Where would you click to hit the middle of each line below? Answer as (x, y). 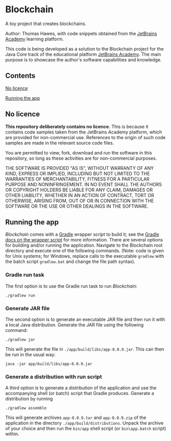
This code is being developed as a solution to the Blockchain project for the (85, 49)
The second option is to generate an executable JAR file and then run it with (85, 319)
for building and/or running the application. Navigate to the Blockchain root (84, 245)
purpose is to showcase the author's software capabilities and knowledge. (83, 59)
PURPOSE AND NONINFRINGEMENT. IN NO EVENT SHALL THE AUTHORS (84, 184)
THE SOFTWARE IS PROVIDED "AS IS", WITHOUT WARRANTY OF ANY (80, 168)
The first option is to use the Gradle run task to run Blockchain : (71, 286)
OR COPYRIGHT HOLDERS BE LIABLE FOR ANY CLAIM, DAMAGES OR (79, 190)
